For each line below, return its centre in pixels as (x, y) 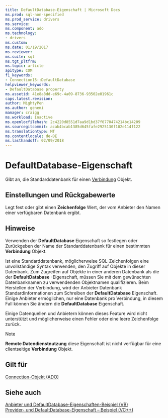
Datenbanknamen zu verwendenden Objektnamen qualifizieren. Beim (77, 282)
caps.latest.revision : (29, 98)
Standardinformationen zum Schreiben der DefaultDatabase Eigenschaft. (81, 293)
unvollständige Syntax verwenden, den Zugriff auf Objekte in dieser (75, 266)
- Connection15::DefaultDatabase (40, 80)
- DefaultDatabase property (35, 89)
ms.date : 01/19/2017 (27, 47)
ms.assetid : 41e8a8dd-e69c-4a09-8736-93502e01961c (59, 94)
